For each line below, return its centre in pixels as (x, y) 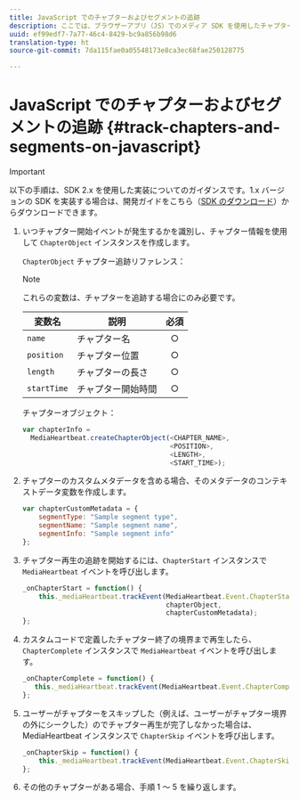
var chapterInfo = (56, 430)
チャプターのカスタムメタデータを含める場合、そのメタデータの (139, 481)
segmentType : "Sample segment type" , (109, 518)
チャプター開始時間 (117, 389)
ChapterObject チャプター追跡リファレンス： (104, 261)
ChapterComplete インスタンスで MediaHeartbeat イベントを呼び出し (145, 650)
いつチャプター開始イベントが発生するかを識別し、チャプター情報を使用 (154, 232)
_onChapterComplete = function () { (88, 679)
